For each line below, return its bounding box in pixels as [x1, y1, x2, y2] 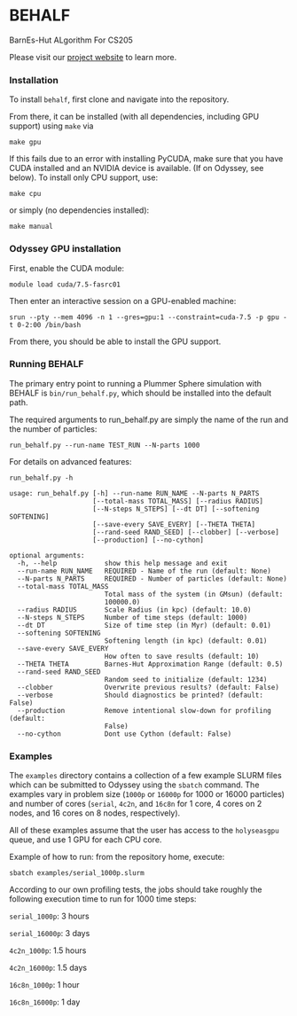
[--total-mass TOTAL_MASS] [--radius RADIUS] [92, 496, 264, 505]
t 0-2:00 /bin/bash [9, 320, 82, 329]
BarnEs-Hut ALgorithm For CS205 [9, 35, 133, 45]
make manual [9, 223, 53, 231]
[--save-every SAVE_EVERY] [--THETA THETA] [92, 520, 255, 528]
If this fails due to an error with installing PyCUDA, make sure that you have [9, 153, 284, 164]
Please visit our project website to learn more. [9, 51, 177, 62]
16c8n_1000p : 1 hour [9, 980, 80, 990]
